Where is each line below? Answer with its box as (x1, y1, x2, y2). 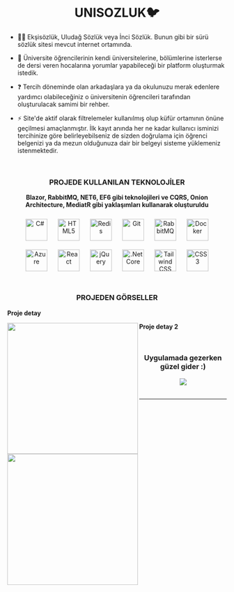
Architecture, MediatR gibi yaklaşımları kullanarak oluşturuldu (25, 201, 209, 209)
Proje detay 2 (139, 322, 179, 331)
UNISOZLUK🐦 (74, 5, 160, 21)
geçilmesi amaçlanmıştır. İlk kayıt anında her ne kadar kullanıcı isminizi (17, 124, 219, 132)
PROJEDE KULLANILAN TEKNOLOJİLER (49, 177, 185, 187)
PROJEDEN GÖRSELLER (76, 293, 158, 303)
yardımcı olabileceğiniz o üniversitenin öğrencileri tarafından (17, 92, 191, 101)
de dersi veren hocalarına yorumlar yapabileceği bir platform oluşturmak (17, 61, 225, 69)
